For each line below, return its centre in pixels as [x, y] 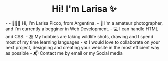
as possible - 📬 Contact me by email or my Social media [64, 53]
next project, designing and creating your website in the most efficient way [82, 47]
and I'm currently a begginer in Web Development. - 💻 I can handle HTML [82, 29]
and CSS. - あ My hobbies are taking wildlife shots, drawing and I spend [79, 36]
